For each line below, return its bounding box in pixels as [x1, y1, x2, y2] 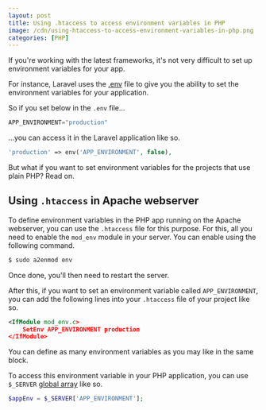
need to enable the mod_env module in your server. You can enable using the [8, 232, 256, 242]
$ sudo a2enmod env [8, 256, 73, 264]
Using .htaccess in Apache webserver [8, 194, 199, 207]
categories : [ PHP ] [8, 33, 69, 42]
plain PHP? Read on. [8, 172, 75, 180]
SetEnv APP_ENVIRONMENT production [22, 325, 141, 334]
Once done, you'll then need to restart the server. [8, 270, 170, 280]
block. [8, 355, 29, 366]
